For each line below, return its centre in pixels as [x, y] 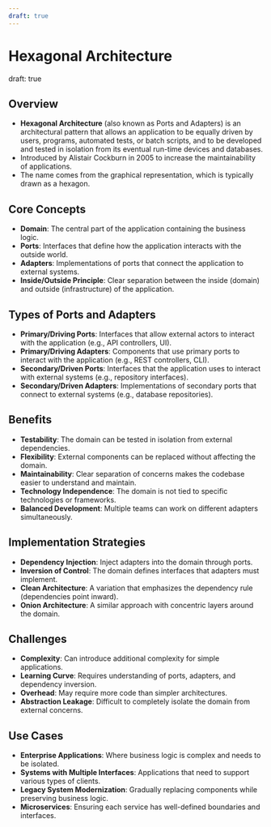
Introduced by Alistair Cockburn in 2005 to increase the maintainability [138, 158]
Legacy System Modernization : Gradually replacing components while [138, 790]
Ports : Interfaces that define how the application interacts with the [131, 246]
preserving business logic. [64, 799]
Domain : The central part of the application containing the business [133, 229]
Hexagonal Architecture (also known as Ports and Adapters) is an [130, 123]
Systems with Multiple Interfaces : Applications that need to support [135, 773]
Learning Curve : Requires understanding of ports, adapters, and [128, 676]
